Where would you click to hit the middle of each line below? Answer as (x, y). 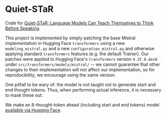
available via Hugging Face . (33, 110)
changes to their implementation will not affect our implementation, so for (80, 69)
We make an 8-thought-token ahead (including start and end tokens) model (82, 105)
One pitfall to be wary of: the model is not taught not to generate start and (81, 84)
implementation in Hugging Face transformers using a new (65, 43)
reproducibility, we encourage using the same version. (61, 75)
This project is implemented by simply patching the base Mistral (70, 38)
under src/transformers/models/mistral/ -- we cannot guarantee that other (83, 64)
